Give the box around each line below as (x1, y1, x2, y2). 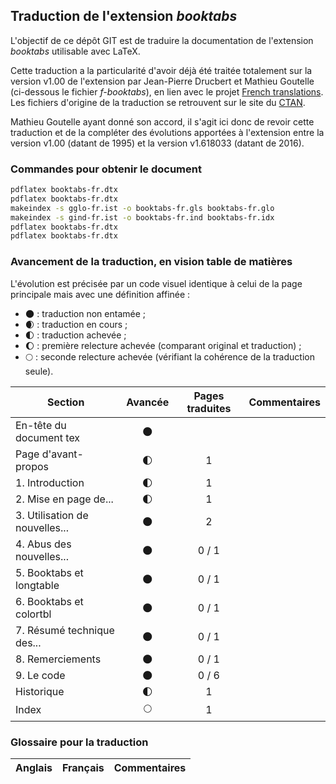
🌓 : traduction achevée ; (24, 329, 127, 341)
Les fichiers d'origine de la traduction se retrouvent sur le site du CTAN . (10, 96, 306, 108)
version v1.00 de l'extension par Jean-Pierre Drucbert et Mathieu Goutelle (10, 75, 315, 87)
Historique (15, 684, 65, 698)
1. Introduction (15, 475, 85, 489)
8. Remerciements (15, 652, 102, 666)
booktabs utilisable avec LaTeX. (10, 45, 141, 57)
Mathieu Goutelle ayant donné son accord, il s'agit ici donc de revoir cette (10, 115, 315, 128)
